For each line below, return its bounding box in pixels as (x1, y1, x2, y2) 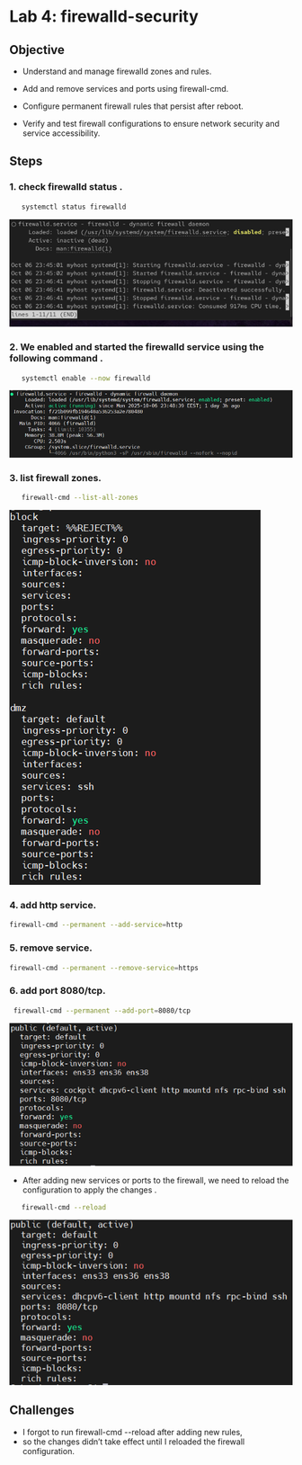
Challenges (9, 1403, 75, 1418)
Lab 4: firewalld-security (9, 6, 200, 27)
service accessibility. (22, 128, 101, 138)
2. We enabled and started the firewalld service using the (9, 341, 264, 353)
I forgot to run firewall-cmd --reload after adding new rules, (22, 1426, 243, 1437)
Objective (9, 42, 66, 58)
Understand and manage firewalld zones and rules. (22, 66, 212, 76)
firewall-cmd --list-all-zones (21, 493, 139, 503)
